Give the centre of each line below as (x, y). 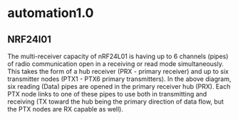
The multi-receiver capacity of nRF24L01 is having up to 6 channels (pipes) (118, 56)
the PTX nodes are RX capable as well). (65, 109)
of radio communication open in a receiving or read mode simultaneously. (116, 64)
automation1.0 (51, 13)
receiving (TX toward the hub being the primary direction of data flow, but (116, 102)
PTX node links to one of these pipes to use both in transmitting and (107, 94)
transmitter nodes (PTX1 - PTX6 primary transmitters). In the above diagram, (119, 79)
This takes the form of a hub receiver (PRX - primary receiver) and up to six (118, 71)
